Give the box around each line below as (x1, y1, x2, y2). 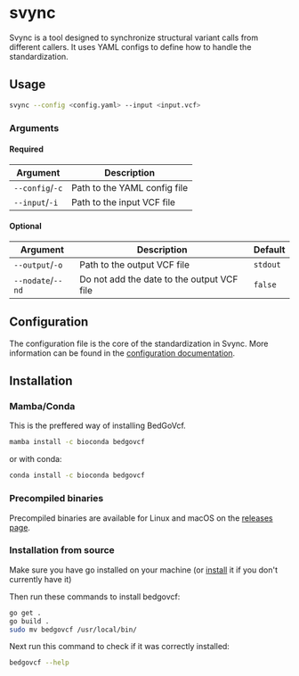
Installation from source (9, 544, 116, 556)
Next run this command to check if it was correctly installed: (9, 641, 230, 652)
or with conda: (9, 454, 62, 465)
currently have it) (9, 573, 72, 584)
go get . (9, 608, 42, 617)
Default (253, 243, 286, 256)
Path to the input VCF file (70, 195, 176, 208)
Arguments (9, 121, 60, 134)
